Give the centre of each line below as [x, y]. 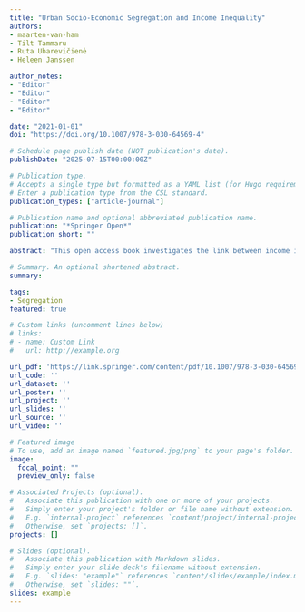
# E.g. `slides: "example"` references [89, 577]
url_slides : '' [38, 409]
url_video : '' [36, 426]
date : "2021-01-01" [46, 126]
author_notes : [36, 77]
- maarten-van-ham [44, 34]
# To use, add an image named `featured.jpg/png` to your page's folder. [152, 451]
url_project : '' [40, 401]
